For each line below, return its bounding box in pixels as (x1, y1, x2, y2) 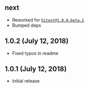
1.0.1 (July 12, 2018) (5, 65, 67, 73)
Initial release (12, 78, 40, 84)
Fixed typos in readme (12, 50, 59, 56)
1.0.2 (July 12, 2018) (5, 37, 69, 45)
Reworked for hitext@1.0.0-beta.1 (12, 17, 84, 23)
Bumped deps (12, 22, 41, 28)
